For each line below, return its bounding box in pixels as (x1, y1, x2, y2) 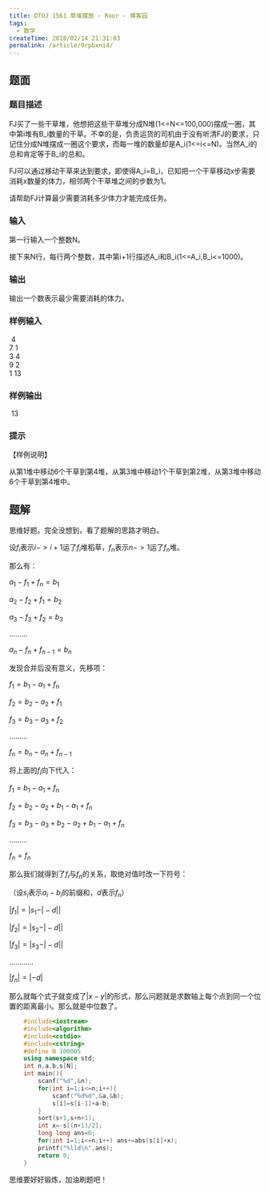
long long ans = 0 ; (38, 1129, 95, 1137)
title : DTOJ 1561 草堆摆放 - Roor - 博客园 (9, 11, 148, 20)
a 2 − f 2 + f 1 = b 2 (9, 594, 62, 606)
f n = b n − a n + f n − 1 (9, 747, 72, 758)
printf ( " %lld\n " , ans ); (38, 1144, 114, 1152)
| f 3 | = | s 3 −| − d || (9, 939, 63, 952)
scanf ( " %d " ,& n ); (38, 1077, 92, 1085)
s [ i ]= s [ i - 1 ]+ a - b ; (51, 1099, 110, 1107)
